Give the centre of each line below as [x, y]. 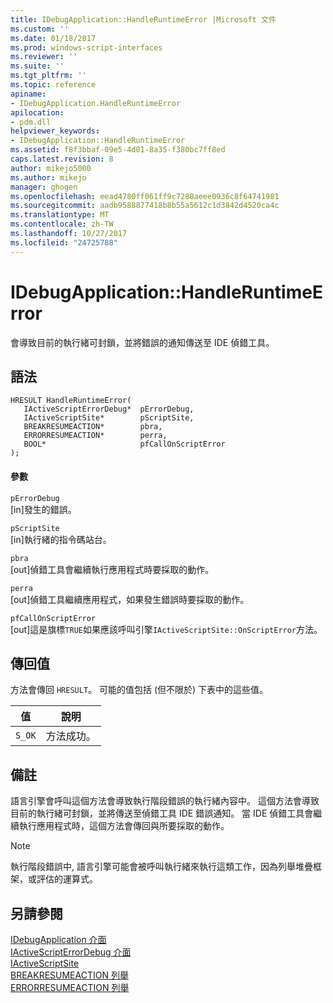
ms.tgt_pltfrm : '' [48, 76]
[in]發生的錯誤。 [43, 509]
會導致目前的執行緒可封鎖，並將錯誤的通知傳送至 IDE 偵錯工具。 [142, 342]
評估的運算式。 [67, 879]
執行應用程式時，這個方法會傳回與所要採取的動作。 [124, 826]
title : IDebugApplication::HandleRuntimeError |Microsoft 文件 [143, 19]
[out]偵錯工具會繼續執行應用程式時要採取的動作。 [112, 569]
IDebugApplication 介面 [58, 940]
